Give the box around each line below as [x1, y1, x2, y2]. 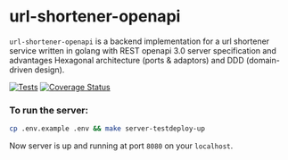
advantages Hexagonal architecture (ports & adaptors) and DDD [9, 55, 245, 65]
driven [9, 64, 33, 75]
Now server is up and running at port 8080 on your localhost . [9, 140, 234, 151]
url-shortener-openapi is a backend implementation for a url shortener [9, 36, 270, 46]
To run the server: [9, 104, 89, 116]
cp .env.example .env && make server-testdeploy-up [9, 124, 205, 133]
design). [34, 64, 65, 75]
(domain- [245, 55, 281, 65]
